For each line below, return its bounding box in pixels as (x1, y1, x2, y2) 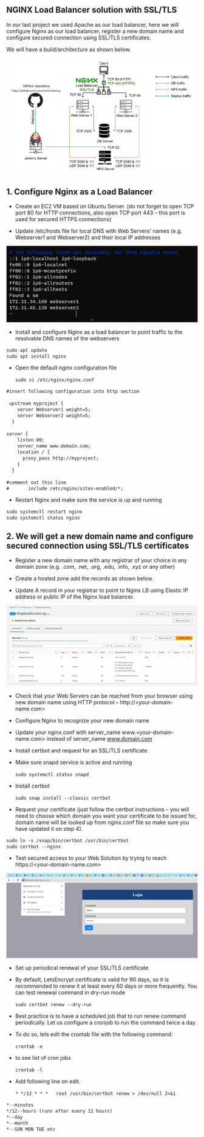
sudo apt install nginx (6, 353, 67, 359)
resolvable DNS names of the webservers (15, 334, 120, 342)
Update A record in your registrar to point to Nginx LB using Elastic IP (15, 586, 188, 594)
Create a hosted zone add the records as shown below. (15, 575, 154, 582)
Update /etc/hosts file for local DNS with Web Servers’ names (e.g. (15, 227, 183, 235)
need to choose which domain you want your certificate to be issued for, (15, 812, 197, 820)
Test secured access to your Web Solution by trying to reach (15, 854, 167, 862)
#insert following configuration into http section (6, 388, 140, 394)
